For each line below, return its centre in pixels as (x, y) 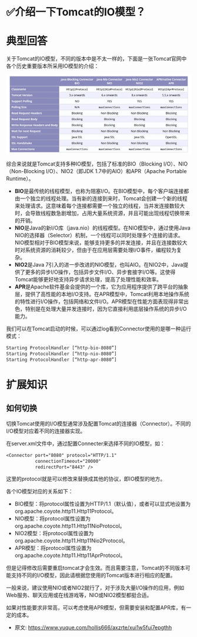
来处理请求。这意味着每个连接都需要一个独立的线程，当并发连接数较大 (100, 205)
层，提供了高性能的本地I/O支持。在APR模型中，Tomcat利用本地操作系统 (102, 294)
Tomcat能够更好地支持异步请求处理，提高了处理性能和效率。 (88, 279)
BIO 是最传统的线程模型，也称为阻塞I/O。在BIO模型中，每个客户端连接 (99, 191)
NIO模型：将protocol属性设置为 (53, 518)
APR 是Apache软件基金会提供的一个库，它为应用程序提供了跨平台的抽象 (101, 287)
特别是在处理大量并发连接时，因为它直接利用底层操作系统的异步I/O (106, 308)
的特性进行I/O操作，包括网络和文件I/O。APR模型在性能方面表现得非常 (99, 301)
